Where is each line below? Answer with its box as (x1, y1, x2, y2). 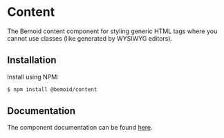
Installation (7, 55, 57, 66)
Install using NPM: (7, 72, 59, 81)
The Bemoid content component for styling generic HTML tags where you (7, 27, 218, 35)
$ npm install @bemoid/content (7, 86, 97, 93)
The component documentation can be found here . (7, 124, 153, 132)
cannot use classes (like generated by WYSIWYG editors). (7, 34, 173, 42)
